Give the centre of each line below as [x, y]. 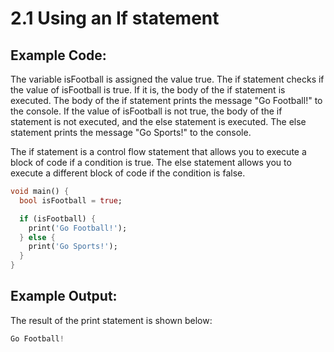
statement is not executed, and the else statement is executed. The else [158, 121]
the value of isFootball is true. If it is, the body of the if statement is [148, 90]
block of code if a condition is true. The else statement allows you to [151, 162]
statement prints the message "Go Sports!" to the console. [131, 132]
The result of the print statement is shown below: [111, 320]
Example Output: [64, 296]
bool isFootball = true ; [71, 200]
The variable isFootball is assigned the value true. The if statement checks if [167, 79]
